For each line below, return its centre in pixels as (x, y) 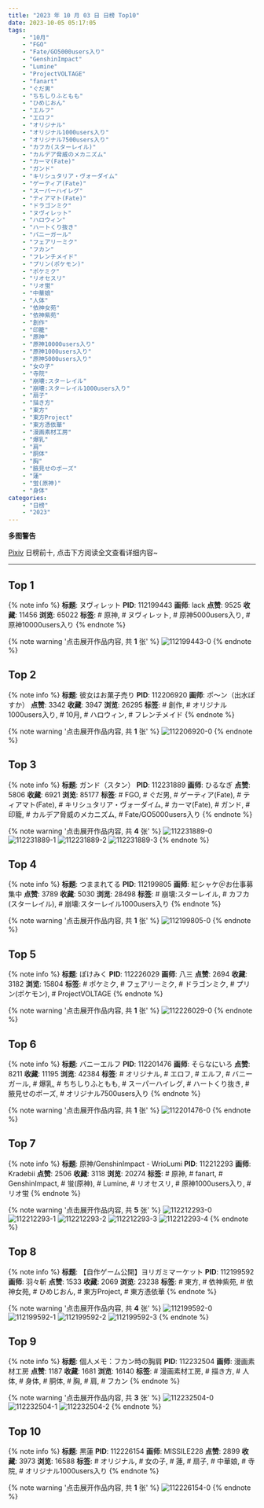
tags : (17, 30)
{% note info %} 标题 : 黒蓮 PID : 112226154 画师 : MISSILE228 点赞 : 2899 (124, 1451)
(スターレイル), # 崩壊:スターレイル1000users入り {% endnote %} (115, 904)
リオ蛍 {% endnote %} (44, 1193)
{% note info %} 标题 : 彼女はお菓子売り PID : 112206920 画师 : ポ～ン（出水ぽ (132, 695)
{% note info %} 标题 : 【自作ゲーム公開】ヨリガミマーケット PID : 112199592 (131, 1271)
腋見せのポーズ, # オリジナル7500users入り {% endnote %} (104, 1093)
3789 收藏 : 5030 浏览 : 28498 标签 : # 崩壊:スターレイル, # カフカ (145, 894)
